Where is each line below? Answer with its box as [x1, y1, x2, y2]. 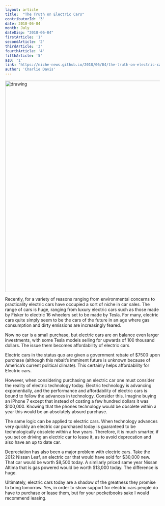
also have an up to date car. [5, 439, 61, 445]
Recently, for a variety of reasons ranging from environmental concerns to [5, 296, 155, 302]
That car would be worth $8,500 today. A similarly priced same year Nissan [5, 460, 158, 465]
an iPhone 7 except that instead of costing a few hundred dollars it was [5, 398, 149, 404]
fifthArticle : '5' [5, 53, 43, 58]
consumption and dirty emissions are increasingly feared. [5, 322, 121, 328]
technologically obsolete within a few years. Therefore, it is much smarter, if [5, 429, 159, 434]
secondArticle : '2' [5, 39, 45, 44]
